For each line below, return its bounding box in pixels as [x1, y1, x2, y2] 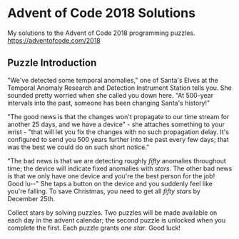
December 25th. [7, 194, 56, 203]
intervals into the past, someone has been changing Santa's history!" [7, 98, 210, 107]
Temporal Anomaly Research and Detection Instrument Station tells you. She [7, 83, 232, 92]
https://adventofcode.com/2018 [7, 36, 101, 44]
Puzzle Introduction [7, 57, 97, 69]
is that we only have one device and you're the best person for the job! [7, 171, 215, 180]
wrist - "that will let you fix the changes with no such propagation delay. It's [7, 127, 230, 136]
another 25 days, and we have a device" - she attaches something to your [7, 120, 225, 128]
